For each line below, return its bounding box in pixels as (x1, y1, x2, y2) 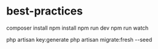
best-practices (6, 4, 83, 18)
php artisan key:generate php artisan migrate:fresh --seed (6, 36, 153, 43)
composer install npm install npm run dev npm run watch (6, 24, 149, 31)
